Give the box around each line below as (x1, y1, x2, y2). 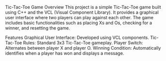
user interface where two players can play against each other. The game (5, 15, 154, 20)
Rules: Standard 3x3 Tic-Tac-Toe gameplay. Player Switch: (23, 40, 143, 46)
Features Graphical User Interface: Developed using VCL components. (5, 34, 149, 40)
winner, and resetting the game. (5, 25, 71, 31)
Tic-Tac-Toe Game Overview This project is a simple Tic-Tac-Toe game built (5, 4, 162, 10)
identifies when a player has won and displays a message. (5, 50, 124, 56)
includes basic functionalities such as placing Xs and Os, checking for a (5, 20, 153, 26)
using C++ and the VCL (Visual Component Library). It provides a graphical (5, 9, 159, 15)
